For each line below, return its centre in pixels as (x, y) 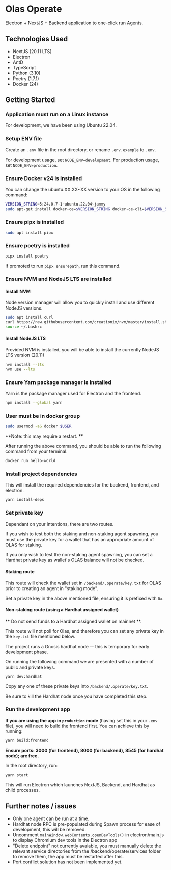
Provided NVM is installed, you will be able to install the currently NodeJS (82, 350)
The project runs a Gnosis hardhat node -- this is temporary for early (77, 646)
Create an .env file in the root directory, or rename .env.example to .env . (81, 150)
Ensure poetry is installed (37, 245)
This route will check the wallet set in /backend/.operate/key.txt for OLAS (83, 583)
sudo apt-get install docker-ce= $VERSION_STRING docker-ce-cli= (75, 209)
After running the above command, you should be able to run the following (83, 446)
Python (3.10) (26, 73)
